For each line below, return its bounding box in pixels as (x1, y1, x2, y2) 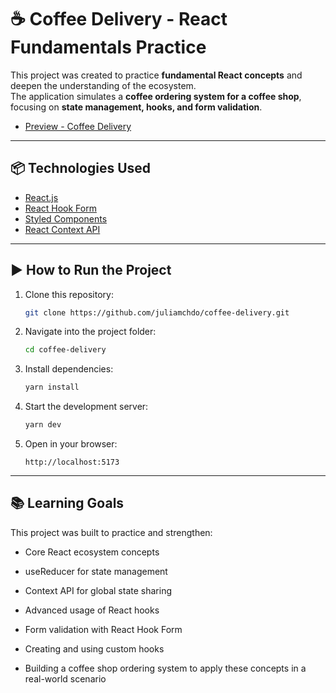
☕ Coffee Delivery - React (10, 8, 228, 31)
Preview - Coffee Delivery (24, 120, 132, 132)
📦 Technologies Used (10, 160, 152, 177)
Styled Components (24, 212, 108, 225)
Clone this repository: (24, 288, 114, 300)
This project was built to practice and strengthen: (10, 526, 213, 538)
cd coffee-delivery (24, 345, 107, 355)
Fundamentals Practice (10, 36, 207, 59)
